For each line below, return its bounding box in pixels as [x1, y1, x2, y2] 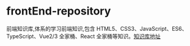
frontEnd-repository [6, 4, 111, 18]
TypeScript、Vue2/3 [6, 32, 58, 40]
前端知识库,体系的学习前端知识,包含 [6, 25, 96, 32]
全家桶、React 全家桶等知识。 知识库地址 [59, 32, 161, 40]
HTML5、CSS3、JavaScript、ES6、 [97, 25, 188, 32]
